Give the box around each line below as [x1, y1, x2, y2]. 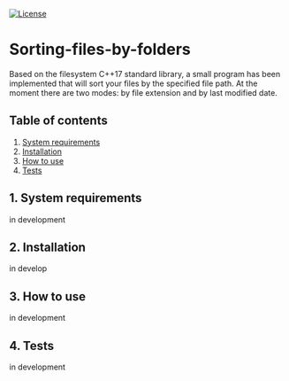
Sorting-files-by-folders [9, 40, 192, 59]
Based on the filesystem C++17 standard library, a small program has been [9, 68, 281, 79]
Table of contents [9, 113, 108, 128]
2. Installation [9, 239, 87, 254]
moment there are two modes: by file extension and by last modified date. [9, 87, 278, 97]
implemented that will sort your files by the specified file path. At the [9, 78, 258, 89]
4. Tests [9, 338, 55, 354]
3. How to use [9, 289, 87, 304]
